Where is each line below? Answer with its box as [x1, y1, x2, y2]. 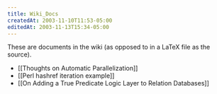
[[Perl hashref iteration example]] [17, 71, 115, 80]
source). [7, 50, 32, 59]
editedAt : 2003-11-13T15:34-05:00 [7, 23, 110, 30]
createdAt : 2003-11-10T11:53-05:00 [7, 17, 113, 24]
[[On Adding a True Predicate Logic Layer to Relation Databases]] [17, 79, 209, 88]
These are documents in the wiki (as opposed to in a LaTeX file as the [7, 43, 211, 52]
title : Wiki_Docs [7, 10, 59, 18]
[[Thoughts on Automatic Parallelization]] [17, 64, 138, 73]
